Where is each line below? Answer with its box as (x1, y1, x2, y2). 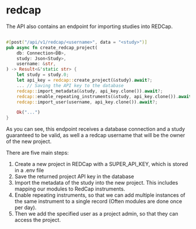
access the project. (14, 217, 61, 224)
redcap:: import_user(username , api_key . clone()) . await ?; (16, 99, 158, 105)
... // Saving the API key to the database (16, 82, 124, 88)
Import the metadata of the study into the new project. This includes (14, 179, 178, 186)
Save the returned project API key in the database (14, 173, 134, 180)
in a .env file (14, 167, 44, 174)
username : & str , (16, 61, 57, 67)
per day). (14, 204, 37, 211)
